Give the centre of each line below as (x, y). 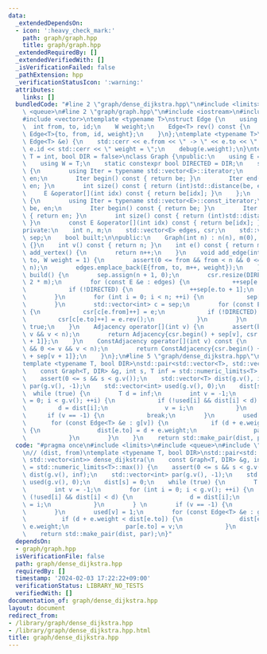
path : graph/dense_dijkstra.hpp (69, 564)
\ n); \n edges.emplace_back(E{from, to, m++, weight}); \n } (142, 268)
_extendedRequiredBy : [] (56, 53)
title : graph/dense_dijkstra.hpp (64, 638)
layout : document (37, 608)
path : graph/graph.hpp (60, 38)
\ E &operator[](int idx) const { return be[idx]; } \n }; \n (136, 193)
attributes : (35, 90)
